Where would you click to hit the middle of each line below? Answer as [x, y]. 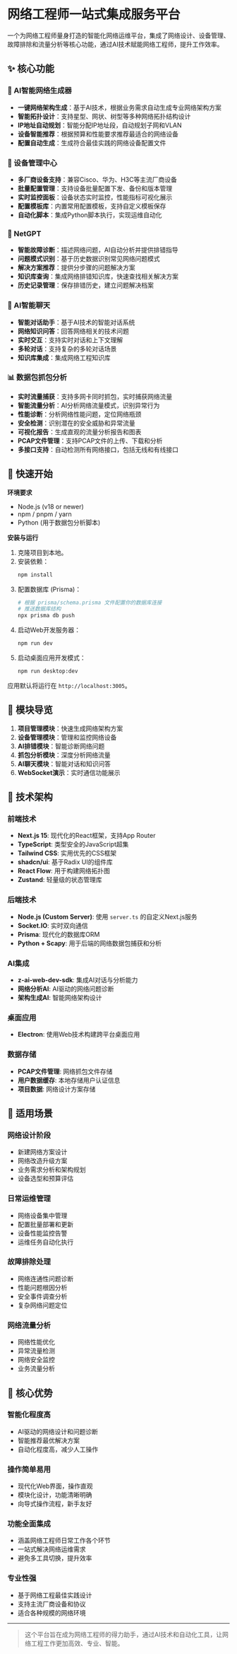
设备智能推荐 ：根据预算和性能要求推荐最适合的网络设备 [98, 134]
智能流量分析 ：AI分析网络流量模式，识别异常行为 [89, 405]
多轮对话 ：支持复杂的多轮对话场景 [67, 349]
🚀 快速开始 [30, 474]
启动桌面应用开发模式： [51, 658]
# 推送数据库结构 [39, 609]
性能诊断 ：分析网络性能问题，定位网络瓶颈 [79, 414]
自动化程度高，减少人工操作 [58, 1449]
